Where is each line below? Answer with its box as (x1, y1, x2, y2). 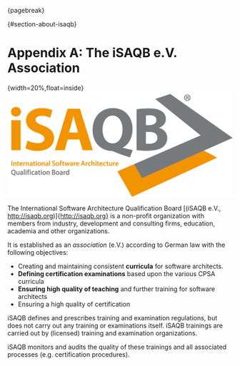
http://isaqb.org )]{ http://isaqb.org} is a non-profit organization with (7, 211, 205, 220)
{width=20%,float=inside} (7, 83, 84, 92)
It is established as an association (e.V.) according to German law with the (7, 240, 226, 249)
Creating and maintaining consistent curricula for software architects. (17, 262, 224, 270)
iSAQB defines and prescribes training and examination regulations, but (7, 313, 218, 322)
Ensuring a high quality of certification (17, 300, 131, 308)
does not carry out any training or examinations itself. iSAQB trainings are (7, 321, 224, 330)
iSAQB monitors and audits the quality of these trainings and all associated (7, 342, 227, 351)
